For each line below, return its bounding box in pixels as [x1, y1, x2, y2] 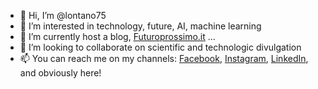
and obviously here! [19, 67, 102, 79]
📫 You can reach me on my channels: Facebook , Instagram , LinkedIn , [19, 53, 309, 64]
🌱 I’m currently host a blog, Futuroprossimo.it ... [19, 31, 216, 42]
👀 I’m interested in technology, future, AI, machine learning [19, 20, 262, 32]
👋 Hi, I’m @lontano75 [19, 10, 107, 21]
